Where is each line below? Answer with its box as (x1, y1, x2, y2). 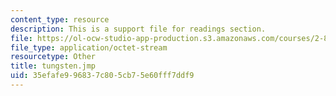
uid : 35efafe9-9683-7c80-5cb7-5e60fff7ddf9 (10, 71, 195, 81)
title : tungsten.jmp (10, 61, 97, 71)
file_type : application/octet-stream (10, 42, 168, 53)
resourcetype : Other (10, 52, 97, 62)
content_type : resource (10, 14, 110, 25)
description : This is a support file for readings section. (10, 24, 267, 34)
